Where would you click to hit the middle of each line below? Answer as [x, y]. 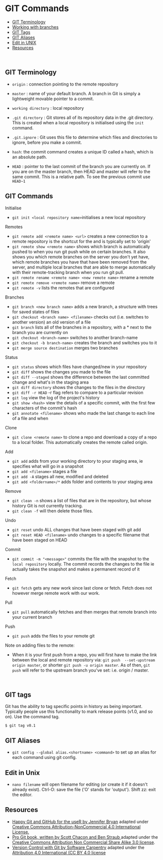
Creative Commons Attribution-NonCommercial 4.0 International [76, 826]
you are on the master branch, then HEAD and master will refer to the [81, 171]
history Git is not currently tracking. [47, 506]
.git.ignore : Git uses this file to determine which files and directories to [85, 137]
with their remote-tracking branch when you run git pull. [68, 272]
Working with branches [35, 27]
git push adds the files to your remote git [53, 636]
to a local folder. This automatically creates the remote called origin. [80, 442]
